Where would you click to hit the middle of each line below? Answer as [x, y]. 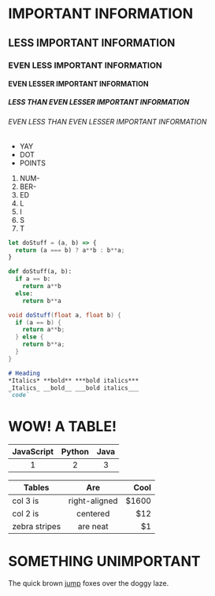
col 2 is [26, 514]
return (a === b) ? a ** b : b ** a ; [70, 250]
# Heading [24, 373]
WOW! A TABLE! [62, 427]
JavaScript [33, 452]
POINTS [32, 163]
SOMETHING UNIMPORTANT [104, 562]
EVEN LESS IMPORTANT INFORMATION [85, 65]
